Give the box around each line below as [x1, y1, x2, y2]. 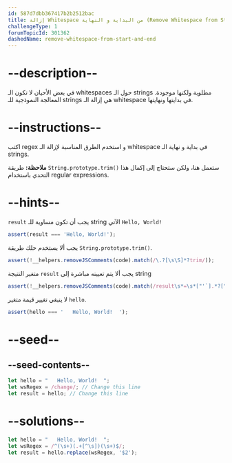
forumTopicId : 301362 [8, 29, 70, 37]
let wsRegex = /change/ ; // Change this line [8, 384, 140, 391]
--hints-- [8, 195, 61, 210]
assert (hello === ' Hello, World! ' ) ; [8, 308, 129, 315]
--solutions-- [8, 413, 85, 429]
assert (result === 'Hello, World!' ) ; [8, 230, 116, 238]
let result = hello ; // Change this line [8, 391, 129, 397]
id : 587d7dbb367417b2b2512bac [8, 10, 95, 17]
